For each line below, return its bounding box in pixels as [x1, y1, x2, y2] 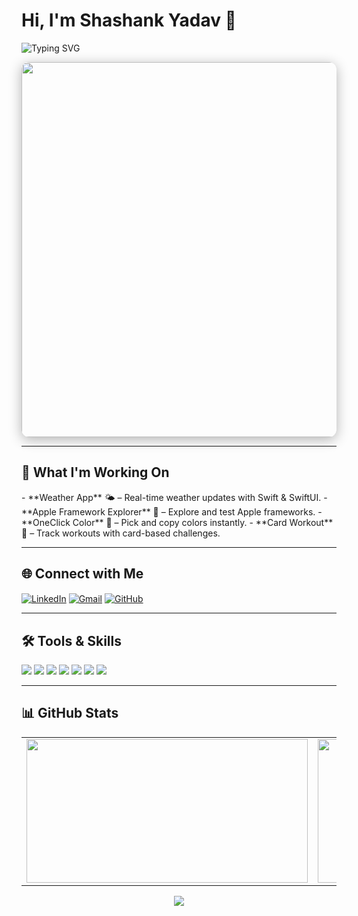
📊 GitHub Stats [21, 705, 119, 722]
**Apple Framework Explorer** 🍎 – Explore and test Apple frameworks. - [21, 505, 323, 518]
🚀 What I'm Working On [21, 464, 170, 481]
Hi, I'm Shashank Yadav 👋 [21, 9, 237, 32]
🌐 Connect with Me [21, 565, 144, 583]
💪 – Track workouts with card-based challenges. [21, 527, 221, 539]
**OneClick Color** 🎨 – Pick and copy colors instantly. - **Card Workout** [21, 516, 334, 528]
